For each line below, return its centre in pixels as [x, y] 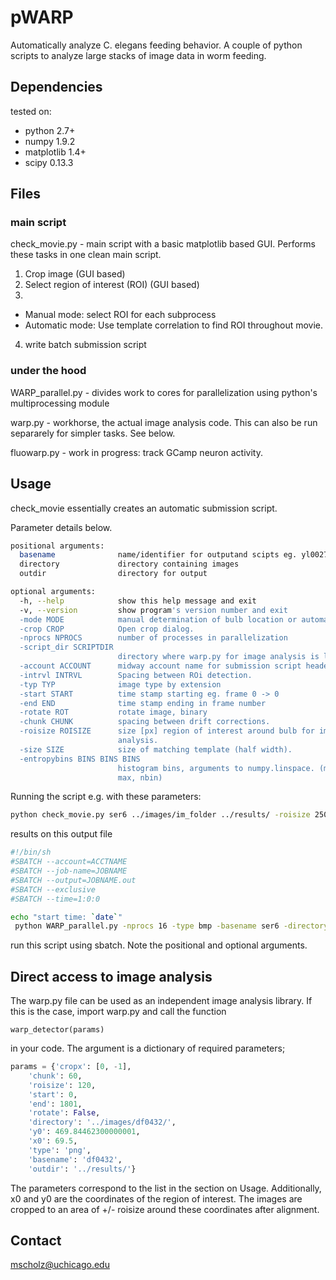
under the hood [48, 371]
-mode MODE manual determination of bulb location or [158, 619]
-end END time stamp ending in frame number [143, 703]
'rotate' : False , [64, 1113]
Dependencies [56, 87]
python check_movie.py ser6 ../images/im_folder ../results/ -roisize [160, 815]
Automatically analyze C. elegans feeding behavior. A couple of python [156, 45]
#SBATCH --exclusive [53, 889]
